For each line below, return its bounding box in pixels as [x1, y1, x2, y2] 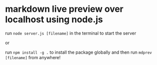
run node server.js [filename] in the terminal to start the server [5, 30, 137, 36]
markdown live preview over [5, 3, 124, 15]
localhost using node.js [5, 14, 103, 25]
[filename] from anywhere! [5, 54, 61, 60]
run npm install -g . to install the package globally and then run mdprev [5, 49, 152, 55]
